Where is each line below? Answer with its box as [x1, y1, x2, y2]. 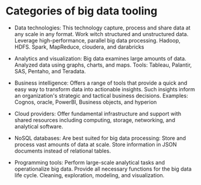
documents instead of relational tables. [14, 147, 111, 154]
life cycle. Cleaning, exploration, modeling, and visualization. [14, 171, 165, 178]
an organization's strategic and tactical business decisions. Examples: [14, 92, 188, 99]
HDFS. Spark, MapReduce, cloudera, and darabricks [14, 43, 144, 50]
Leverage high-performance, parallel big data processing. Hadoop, [14, 37, 181, 44]
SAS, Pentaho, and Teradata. [14, 67, 86, 74]
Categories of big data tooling [5, 4, 158, 18]
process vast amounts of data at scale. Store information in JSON [14, 141, 177, 148]
